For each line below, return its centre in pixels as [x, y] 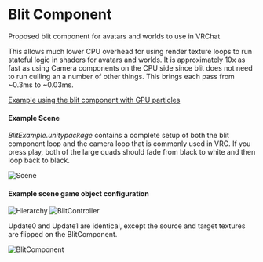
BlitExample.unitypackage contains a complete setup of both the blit [119, 136]
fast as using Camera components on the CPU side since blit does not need [130, 67]
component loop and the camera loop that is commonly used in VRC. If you [130, 144]
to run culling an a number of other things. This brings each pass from [122, 76]
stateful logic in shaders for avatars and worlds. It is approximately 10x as [127, 60]
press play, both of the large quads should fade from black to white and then [132, 152]
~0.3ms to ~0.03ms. [41, 85]
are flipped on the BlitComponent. [63, 235]
